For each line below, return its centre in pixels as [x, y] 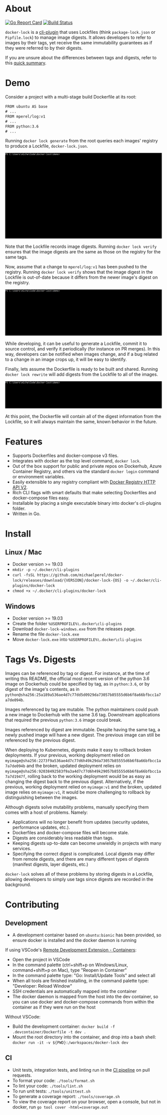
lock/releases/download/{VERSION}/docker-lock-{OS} [67, 580]
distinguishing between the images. [42, 797]
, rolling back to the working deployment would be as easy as [88, 776]
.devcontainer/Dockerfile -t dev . [49, 1032]
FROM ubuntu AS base [27, 107]
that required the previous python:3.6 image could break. [64, 720]
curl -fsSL [24, 575]
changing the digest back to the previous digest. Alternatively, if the [75, 781]
